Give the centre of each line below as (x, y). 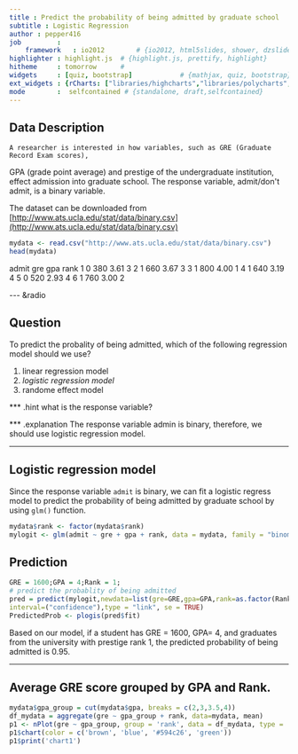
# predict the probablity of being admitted (93, 591)
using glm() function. (47, 510)
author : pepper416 (45, 34)
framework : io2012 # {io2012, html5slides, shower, (142, 51)
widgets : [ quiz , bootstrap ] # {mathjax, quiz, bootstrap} (150, 75)
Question (35, 323)
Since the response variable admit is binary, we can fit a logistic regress (140, 491)
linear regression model (65, 371)
